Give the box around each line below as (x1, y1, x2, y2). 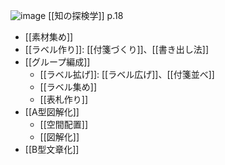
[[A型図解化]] (24, 106, 80, 118)
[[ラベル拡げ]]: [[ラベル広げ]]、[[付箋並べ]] (39, 69, 215, 80)
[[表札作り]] (39, 94, 89, 105)
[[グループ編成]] (24, 56, 91, 68)
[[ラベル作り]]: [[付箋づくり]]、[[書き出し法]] (24, 44, 210, 55)
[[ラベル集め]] (39, 81, 98, 93)
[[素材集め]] (24, 31, 74, 43)
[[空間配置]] (39, 119, 89, 130)
